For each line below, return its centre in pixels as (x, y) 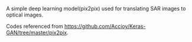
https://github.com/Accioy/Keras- (105, 26)
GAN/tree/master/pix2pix (37, 33)
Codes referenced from (35, 26)
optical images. (25, 15)
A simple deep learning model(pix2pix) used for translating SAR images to (96, 9)
